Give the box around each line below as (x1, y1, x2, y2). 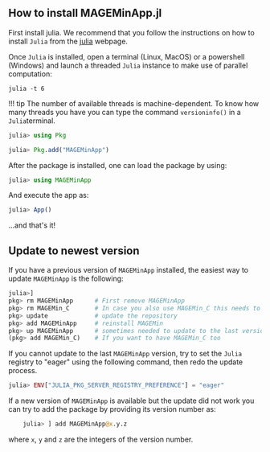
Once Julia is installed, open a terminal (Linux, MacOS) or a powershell (8, 51, 245, 61)
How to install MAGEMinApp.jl (8, 6, 162, 20)
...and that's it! (8, 220, 56, 230)
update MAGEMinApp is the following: (8, 273, 124, 284)
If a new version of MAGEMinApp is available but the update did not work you (8, 396, 255, 405)
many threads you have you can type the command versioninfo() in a (8, 107, 241, 117)
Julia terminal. (8, 116, 56, 125)
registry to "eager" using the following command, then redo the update (8, 357, 243, 367)
